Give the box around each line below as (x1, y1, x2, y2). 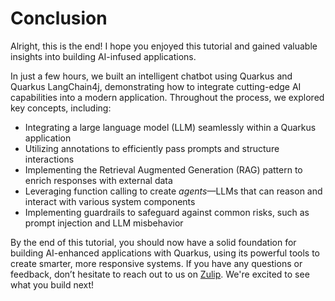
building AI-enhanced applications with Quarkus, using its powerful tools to (10, 247, 320, 259)
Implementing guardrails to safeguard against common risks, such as (24, 206, 310, 218)
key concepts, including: (10, 102, 112, 114)
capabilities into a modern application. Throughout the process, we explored (10, 91, 325, 103)
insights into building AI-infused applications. (10, 50, 197, 62)
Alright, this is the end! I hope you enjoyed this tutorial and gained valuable (10, 40, 318, 52)
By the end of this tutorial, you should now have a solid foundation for (10, 236, 297, 248)
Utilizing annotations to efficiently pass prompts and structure (24, 142, 280, 154)
